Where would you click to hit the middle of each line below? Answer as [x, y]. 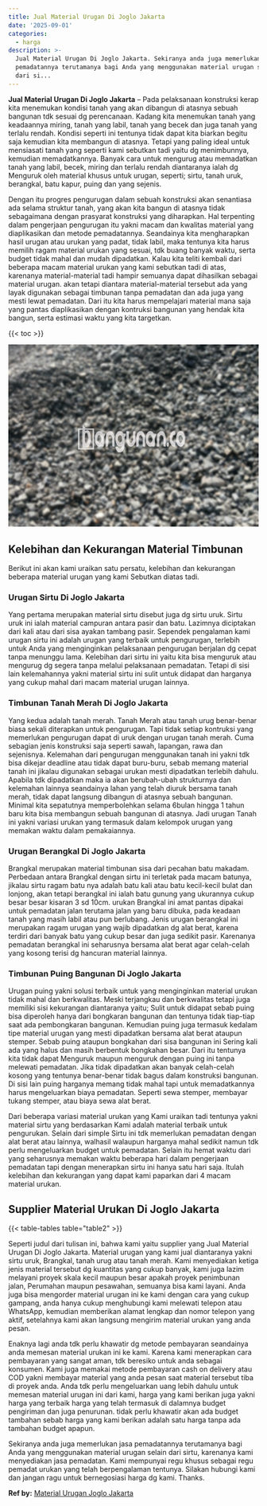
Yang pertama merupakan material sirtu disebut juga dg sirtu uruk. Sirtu [126, 615]
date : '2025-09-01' [41, 25]
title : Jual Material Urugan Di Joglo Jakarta [87, 17]
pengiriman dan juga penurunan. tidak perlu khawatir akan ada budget [123, 1412]
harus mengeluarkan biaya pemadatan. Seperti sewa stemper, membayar [128, 1093]
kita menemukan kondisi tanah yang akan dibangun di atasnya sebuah [123, 108]
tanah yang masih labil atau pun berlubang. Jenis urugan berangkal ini [123, 919]
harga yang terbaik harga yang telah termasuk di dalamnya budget [117, 1403]
